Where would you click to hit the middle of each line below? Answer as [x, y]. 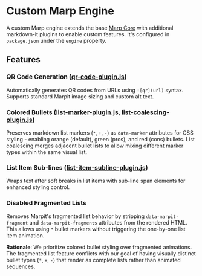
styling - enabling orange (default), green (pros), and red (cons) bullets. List [101, 139]
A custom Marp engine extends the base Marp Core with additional [90, 28]
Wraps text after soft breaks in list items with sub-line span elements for [96, 181]
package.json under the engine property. [57, 40]
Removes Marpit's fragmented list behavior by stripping [76, 216]
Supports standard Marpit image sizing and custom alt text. [80, 96]
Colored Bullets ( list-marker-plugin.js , [64, 112]
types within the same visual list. [47, 152]
